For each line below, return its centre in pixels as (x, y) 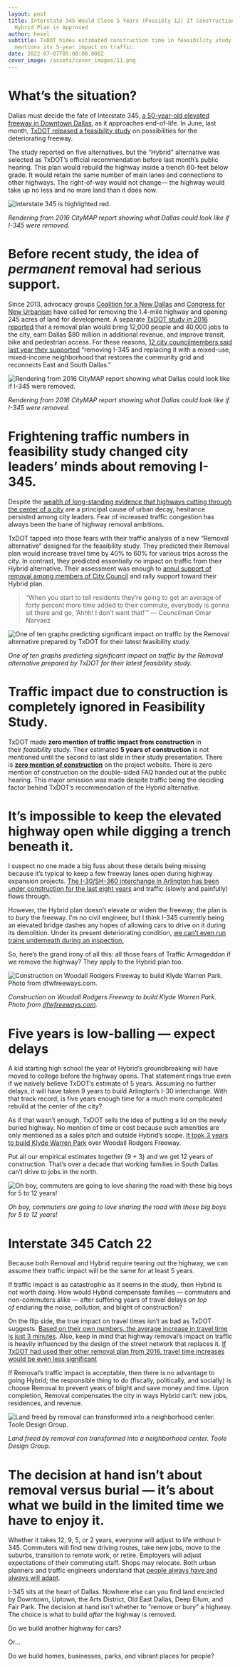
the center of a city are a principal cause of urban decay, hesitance (107, 509)
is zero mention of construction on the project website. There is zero (110, 765)
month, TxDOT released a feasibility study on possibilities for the (103, 131)
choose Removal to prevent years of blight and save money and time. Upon (118, 1388)
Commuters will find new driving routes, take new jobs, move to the (122, 1548)
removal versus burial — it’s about (111, 1490)
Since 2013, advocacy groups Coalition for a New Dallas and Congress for (116, 304)
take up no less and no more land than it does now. (83, 190)
